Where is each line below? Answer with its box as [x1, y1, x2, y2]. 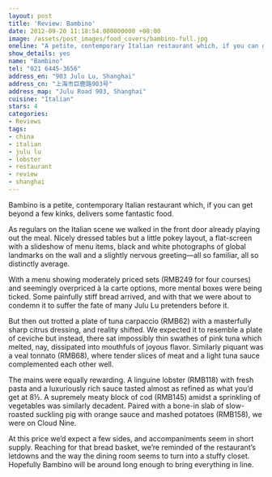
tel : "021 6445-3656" [8, 65, 82, 73]
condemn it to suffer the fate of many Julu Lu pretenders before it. [8, 300, 229, 310]
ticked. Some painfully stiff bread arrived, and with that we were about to [8, 291, 252, 301]
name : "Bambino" [8, 58, 63, 66]
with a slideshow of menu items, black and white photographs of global [8, 241, 247, 251]
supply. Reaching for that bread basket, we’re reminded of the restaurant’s [8, 442, 257, 452]
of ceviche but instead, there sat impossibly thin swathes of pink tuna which [8, 333, 262, 343]
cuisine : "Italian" [8, 95, 74, 103]
